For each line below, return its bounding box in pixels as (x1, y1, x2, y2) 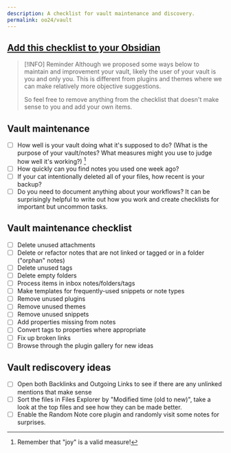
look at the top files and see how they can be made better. (16, 403, 182, 411)
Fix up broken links (16, 333, 71, 341)
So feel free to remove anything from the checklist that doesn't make (23, 96, 219, 104)
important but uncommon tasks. (16, 202, 108, 211)
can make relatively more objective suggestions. (23, 82, 162, 90)
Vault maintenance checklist (7, 222, 132, 234)
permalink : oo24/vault (7, 17, 72, 23)
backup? (16, 180, 43, 188)
